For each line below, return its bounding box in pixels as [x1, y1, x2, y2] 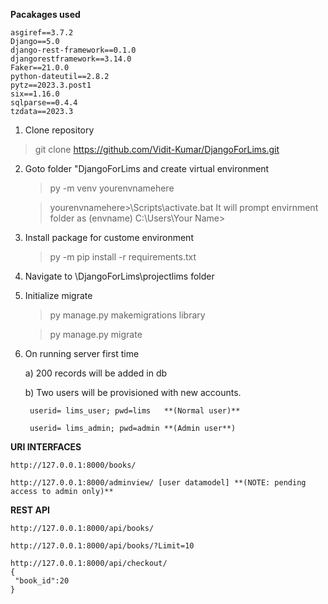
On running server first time [24, 348, 140, 359]
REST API [10, 504, 50, 516]
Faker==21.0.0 [10, 63, 70, 73]
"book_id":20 [14, 576, 70, 586]
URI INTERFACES [10, 441, 82, 453]
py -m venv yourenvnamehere [49, 182, 175, 194]
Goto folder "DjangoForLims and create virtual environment [24, 163, 270, 174]
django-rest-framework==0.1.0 [10, 45, 137, 55]
